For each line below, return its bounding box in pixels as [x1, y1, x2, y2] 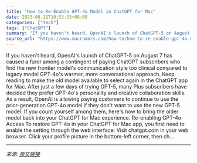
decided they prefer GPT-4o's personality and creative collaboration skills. [6, 89, 186, 96]
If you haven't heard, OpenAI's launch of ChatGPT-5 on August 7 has [6, 52, 173, 59]
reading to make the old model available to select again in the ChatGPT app [6, 77, 188, 84]
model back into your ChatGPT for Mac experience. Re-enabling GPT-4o [6, 114, 182, 121]
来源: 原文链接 [6, 151, 40, 157]
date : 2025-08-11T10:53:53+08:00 [6, 14, 88, 20]
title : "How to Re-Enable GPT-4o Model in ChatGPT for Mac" [6, 8, 157, 15]
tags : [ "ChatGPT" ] [6, 25, 51, 31]
